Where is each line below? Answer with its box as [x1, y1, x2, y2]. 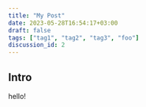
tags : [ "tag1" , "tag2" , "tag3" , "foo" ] [8, 33, 140, 42]
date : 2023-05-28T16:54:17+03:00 [8, 19, 118, 27]
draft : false [8, 26, 51, 34]
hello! [8, 91, 26, 101]
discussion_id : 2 [8, 41, 66, 49]
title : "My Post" [8, 11, 66, 20]
